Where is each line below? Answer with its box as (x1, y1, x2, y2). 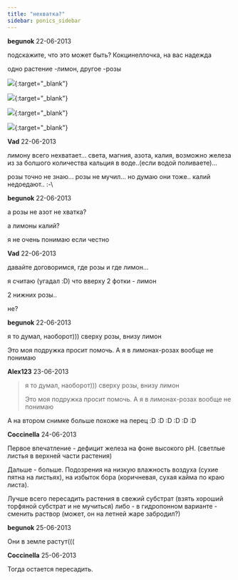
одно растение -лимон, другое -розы (7, 64, 122, 73)
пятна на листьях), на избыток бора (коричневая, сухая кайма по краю (7, 472, 224, 482)
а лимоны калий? (7, 221, 61, 230)
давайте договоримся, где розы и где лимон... (7, 263, 149, 271)
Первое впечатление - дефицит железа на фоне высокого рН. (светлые (7, 444, 226, 452)
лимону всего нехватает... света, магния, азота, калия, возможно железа (7, 151, 232, 159)
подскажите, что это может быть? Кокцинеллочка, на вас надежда (7, 51, 212, 59)
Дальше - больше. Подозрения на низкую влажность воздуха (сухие (7, 465, 219, 474)
